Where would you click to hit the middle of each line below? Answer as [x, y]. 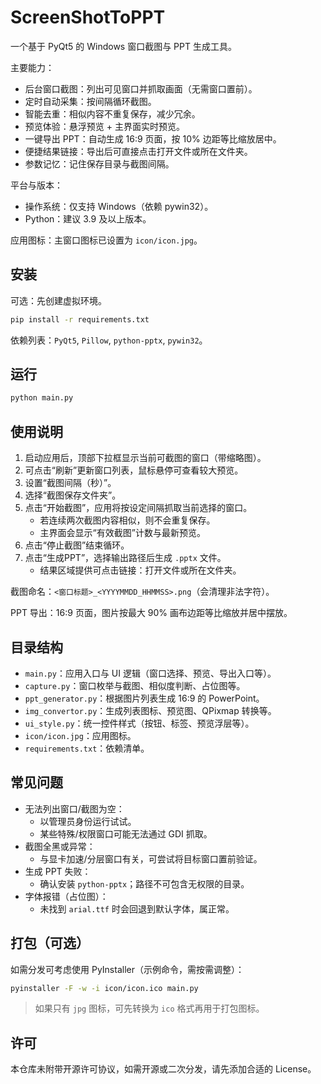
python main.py [42, 398]
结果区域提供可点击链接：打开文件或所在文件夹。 [140, 570]
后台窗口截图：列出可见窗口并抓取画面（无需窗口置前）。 [141, 88]
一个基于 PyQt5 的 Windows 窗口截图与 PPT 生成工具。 [123, 46]
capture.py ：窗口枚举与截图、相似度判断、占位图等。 [135, 685]
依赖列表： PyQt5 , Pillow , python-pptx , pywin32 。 [109, 340]
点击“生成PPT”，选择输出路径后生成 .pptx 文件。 [125, 558]
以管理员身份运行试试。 [88, 821]
